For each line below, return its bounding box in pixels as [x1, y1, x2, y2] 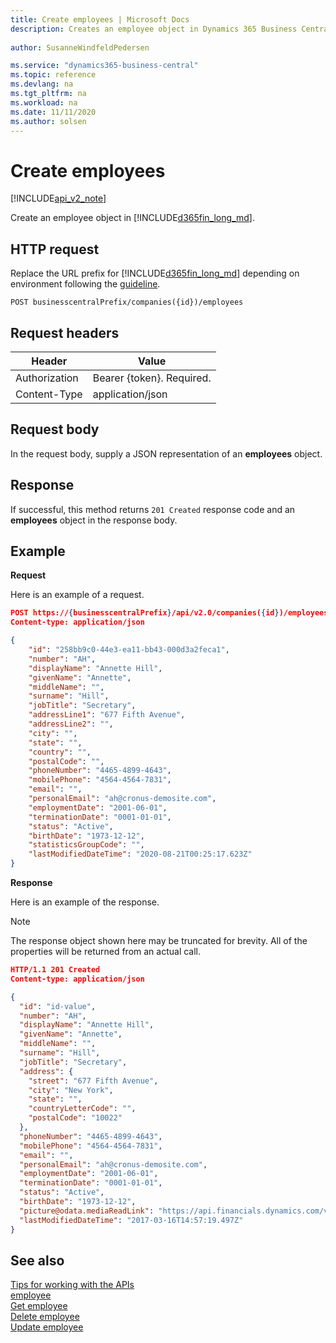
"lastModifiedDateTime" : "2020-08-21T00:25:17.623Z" [28, 849, 253, 860]
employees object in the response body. [10, 514, 178, 526]
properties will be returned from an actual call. [10, 946, 202, 957]
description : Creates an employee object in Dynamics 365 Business [10, 24, 298, 34]
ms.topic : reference [10, 70, 97, 80]
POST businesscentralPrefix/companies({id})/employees [10, 297, 244, 308]
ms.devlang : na [10, 79, 74, 90]
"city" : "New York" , [28, 1085, 114, 1095]
